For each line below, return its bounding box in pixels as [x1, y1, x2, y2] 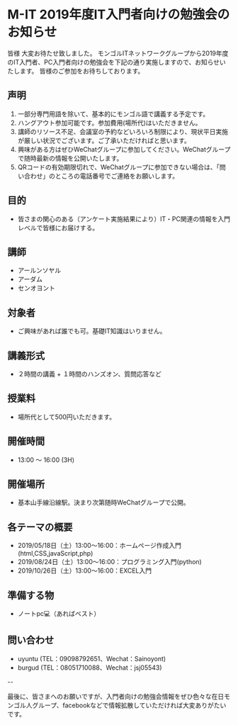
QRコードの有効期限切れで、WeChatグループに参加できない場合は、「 [17, 162, 220, 171]
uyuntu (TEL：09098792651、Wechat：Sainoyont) [17, 654, 166, 663]
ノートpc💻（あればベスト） [17, 609, 101, 618]
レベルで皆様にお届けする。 [17, 223, 99, 232]
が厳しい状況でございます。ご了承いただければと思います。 [17, 136, 191, 145]
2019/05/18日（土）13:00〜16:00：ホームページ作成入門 [17, 541, 182, 550]
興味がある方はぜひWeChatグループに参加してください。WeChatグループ [17, 145, 231, 153]
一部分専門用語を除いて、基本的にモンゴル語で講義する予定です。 [17, 109, 210, 118]
